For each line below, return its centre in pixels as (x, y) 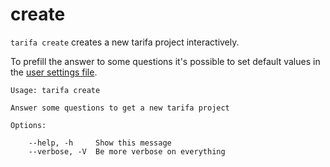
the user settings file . (54, 72)
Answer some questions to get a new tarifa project (120, 108)
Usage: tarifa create (55, 90)
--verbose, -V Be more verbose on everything (127, 151)
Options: (28, 125)
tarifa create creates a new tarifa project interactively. (125, 42)
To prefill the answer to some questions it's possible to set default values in (165, 61)
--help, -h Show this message (100, 143)
